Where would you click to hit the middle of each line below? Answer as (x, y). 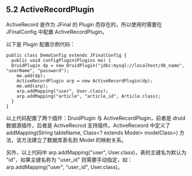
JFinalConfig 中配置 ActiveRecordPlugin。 (57, 32)
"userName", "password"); (37, 70)
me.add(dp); (31, 75)
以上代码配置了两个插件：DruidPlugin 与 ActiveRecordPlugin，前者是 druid (96, 118)
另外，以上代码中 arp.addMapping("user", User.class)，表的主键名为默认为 (96, 152)
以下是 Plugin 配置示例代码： (41, 44)
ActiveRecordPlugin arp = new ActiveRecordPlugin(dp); (85, 81)
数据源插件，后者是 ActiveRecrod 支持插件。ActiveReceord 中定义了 (88, 125)
